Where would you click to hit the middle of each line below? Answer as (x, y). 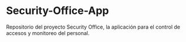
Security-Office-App (58, 11)
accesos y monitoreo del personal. (48, 33)
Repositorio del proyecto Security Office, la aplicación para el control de (93, 27)
